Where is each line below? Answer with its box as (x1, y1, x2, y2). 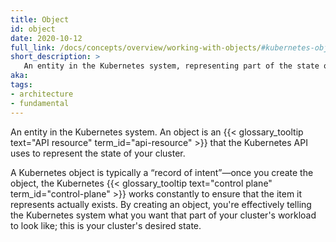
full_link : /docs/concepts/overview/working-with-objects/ (10, 42, 262, 53)
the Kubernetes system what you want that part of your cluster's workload (10, 209, 317, 221)
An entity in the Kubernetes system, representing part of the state (23, 61, 320, 71)
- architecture (10, 89, 74, 99)
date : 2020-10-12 (10, 33, 83, 43)
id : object (10, 24, 56, 34)
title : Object (10, 14, 70, 25)
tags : (10, 80, 33, 90)
